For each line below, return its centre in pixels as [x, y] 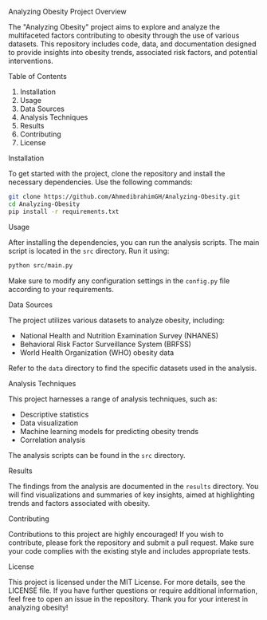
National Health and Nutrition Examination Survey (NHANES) [119, 335]
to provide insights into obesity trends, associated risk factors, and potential [133, 52]
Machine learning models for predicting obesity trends [109, 431]
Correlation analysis [53, 440]
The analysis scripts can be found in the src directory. [97, 455]
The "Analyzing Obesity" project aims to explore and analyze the [114, 27]
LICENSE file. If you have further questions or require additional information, [133, 590]
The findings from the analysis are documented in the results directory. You [133, 486]
